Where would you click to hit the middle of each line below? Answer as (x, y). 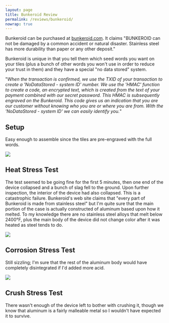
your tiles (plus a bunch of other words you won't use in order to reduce (80, 64)
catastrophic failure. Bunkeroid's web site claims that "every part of (75, 198)
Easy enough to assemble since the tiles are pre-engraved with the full (79, 140)
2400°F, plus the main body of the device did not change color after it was (83, 219)
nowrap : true (19, 24)
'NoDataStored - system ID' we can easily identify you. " (64, 111)
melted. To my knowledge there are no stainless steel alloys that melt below (84, 214)
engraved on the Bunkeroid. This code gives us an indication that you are (81, 101)
